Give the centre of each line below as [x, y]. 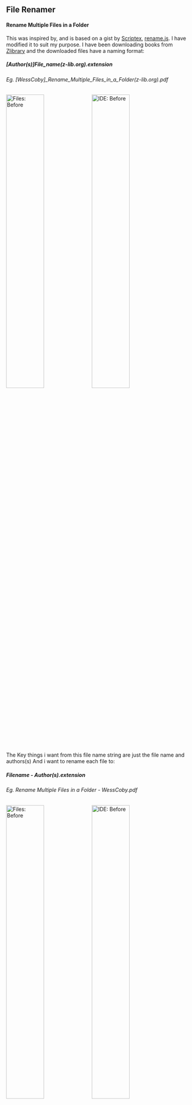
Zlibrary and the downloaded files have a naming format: [75, 51]
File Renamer [31, 10]
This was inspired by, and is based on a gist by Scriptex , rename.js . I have [96, 38]
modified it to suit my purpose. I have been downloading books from [89, 45]
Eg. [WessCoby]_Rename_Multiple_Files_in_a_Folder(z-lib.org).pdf [87, 79]
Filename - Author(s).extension [46, 775]
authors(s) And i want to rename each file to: [61, 761]
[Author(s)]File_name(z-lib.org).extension [59, 64]
